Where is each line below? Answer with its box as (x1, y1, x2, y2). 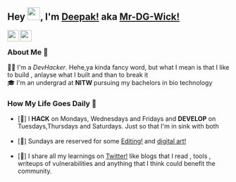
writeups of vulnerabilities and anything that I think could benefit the (17, 160, 216, 168)
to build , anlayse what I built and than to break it (7, 71, 149, 79)
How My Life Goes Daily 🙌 (7, 99, 97, 109)
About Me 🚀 (7, 47, 49, 57)
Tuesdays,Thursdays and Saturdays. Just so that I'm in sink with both (17, 122, 220, 131)
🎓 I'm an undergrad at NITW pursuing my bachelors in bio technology (7, 79, 213, 87)
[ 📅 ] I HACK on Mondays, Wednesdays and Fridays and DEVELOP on (17, 115, 216, 123)
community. (17, 167, 52, 176)
